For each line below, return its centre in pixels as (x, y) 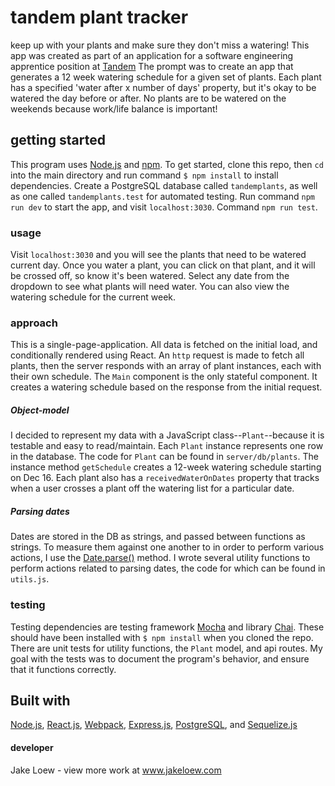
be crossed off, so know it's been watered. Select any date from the (150, 276)
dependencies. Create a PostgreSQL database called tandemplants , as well (164, 185)
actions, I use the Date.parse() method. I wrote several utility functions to (160, 558)
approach (34, 323)
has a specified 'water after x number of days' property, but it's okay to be (163, 87)
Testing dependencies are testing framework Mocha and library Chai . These (167, 627)
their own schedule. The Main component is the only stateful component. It (164, 377)
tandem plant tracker (99, 17)
